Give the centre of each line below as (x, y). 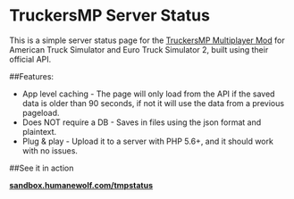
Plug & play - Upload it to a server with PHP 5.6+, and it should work (148, 141)
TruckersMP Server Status (109, 16)
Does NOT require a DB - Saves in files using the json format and (142, 122)
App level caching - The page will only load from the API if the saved (148, 94)
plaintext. (39, 131)
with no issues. (50, 150)
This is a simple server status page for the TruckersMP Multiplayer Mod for (147, 40)
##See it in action (42, 168)
